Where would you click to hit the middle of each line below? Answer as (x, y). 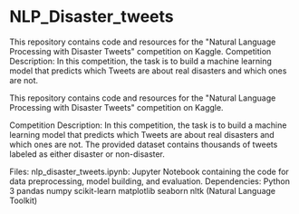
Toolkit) (24, 200)
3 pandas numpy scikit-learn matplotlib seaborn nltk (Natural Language (143, 190)
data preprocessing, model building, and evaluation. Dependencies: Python (150, 181)
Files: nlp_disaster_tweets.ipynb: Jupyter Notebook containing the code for (149, 171)
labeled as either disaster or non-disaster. (87, 154)
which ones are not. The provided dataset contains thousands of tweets (144, 144)
